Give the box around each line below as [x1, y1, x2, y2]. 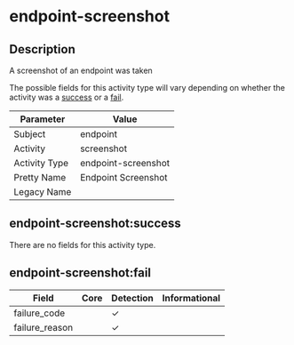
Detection [110, 292, 154, 304]
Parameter [20, 113, 66, 125]
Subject [13, 128, 46, 140]
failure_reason [13, 321, 74, 333]
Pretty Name [13, 172, 67, 183]
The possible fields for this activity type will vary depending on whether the [9, 83, 286, 92]
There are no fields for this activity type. [9, 239, 156, 250]
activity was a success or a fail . [9, 92, 124, 102]
